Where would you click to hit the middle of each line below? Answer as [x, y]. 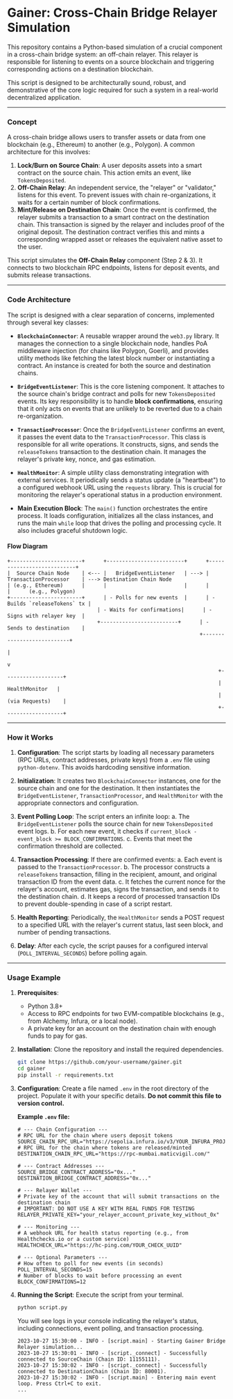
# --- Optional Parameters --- [62, 1257]
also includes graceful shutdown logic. [72, 530]
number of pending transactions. [64, 932]
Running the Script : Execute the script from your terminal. [100, 1295]
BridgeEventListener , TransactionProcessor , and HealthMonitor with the [120, 796]
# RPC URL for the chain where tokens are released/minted [104, 1148]
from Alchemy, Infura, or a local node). [83, 1021]
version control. [41, 1103]
